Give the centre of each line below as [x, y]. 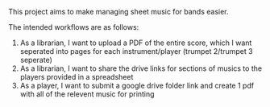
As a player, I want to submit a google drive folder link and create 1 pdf [137, 85]
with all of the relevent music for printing [87, 94]
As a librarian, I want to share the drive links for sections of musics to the [141, 68]
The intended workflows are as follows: [74, 27]
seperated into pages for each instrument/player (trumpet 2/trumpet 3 [136, 51]
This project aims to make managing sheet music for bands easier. [118, 12]
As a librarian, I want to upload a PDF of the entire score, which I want [136, 43]
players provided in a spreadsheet [77, 77]
